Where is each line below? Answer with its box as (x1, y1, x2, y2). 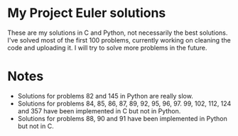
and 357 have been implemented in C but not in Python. (17, 106, 181, 115)
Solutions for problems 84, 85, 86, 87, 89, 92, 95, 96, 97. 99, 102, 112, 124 (17, 99, 232, 108)
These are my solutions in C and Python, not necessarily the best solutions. (7, 28, 228, 37)
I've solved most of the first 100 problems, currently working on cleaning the (7, 35, 231, 44)
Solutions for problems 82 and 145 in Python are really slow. (17, 91, 193, 100)
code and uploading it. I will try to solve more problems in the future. (7, 43, 207, 52)
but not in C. (17, 122, 55, 130)
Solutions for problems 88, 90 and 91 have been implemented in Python (17, 114, 227, 123)
